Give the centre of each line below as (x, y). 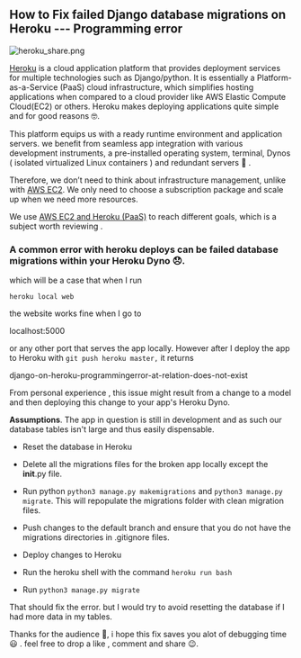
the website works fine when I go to (75, 313)
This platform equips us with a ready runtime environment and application (146, 133)
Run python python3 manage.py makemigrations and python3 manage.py (152, 491)
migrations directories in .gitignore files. (96, 537)
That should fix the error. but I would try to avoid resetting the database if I (147, 608)
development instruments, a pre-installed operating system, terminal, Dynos (150, 153)
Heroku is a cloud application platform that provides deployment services (145, 68)
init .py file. (42, 474)
